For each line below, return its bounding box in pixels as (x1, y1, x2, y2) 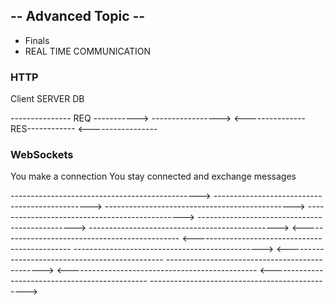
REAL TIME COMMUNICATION (24, 45, 151, 57)
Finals (24, 34, 50, 46)
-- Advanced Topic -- (10, 8, 146, 25)
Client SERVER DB (10, 93, 85, 105)
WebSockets (10, 148, 74, 162)
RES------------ (10, 123, 76, 135)
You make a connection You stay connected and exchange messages (10, 170, 297, 183)
